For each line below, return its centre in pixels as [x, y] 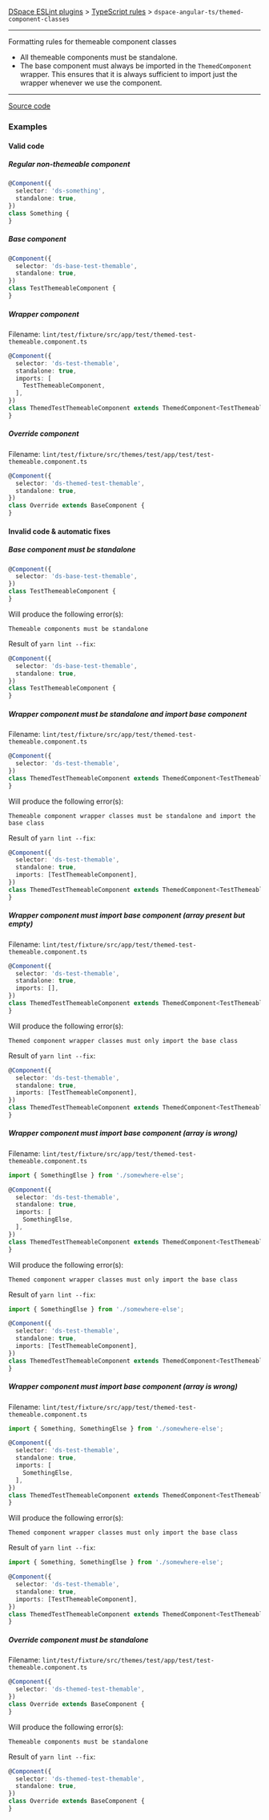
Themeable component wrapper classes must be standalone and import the [132, 816]
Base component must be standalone [72, 550]
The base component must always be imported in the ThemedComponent [136, 66]
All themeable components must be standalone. [98, 57]
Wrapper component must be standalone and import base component [128, 714]
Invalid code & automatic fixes [59, 531]
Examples [28, 126]
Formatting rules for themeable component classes [92, 42]
